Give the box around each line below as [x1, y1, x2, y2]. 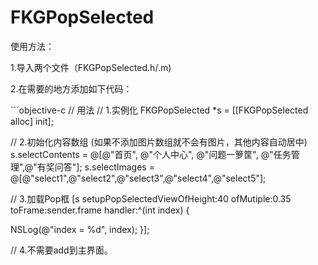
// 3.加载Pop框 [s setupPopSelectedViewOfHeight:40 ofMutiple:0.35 [10, 192, 292, 205]
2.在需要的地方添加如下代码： [10, 82, 133, 95]
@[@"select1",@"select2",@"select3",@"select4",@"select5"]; [10, 172, 267, 184]
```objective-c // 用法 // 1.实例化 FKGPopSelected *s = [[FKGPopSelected [10, 104, 309, 116]
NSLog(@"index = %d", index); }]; [10, 223, 150, 235]
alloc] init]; [10, 115, 54, 127]
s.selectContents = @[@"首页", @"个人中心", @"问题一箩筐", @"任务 [10, 148, 292, 160]
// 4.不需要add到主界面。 [10, 244, 113, 256]
